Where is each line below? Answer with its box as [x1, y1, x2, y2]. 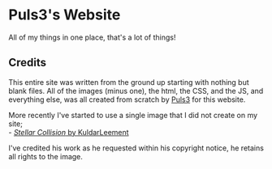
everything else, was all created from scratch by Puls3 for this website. [8, 95, 246, 104]
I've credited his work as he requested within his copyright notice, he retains [8, 143, 264, 153]
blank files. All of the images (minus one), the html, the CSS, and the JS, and [8, 86, 264, 95]
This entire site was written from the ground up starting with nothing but [8, 77, 249, 87]
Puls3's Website [8, 6, 121, 24]
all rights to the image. [8, 151, 84, 161]
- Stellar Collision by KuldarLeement [8, 127, 129, 137]
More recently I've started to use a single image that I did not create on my [8, 110, 258, 120]
